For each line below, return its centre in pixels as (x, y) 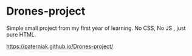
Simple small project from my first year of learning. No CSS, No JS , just (96, 28)
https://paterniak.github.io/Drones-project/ (60, 46)
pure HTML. (21, 34)
